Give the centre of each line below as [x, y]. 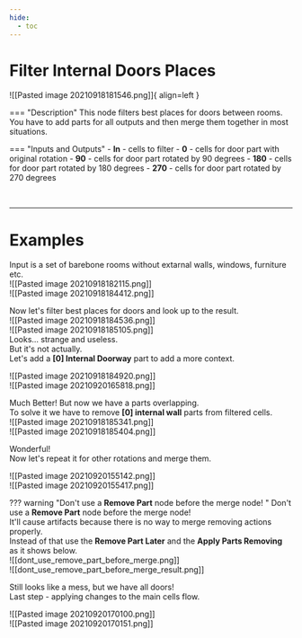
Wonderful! [30, 449]
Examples [47, 240]
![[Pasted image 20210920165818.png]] [82, 385]
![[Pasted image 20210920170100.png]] [82, 614]
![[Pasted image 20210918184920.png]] [82, 376]
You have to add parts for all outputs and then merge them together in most [149, 122]
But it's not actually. [46, 349]
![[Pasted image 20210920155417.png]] [82, 485]
